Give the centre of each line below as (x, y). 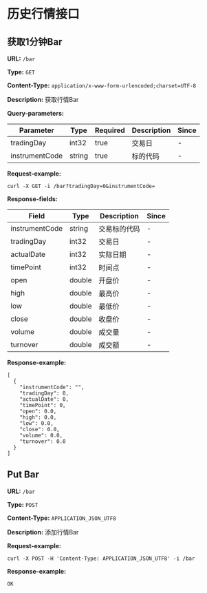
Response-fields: (33, 199)
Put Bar (23, 475)
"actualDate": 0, (44, 399)
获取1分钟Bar (35, 42)
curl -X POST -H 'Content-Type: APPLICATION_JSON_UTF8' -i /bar (101, 559)
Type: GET (21, 72)
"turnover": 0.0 (43, 441)
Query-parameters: (35, 113)
